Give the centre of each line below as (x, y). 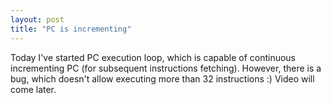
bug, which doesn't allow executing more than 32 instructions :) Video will (162, 78)
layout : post (37, 19)
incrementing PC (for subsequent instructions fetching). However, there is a (166, 68)
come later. (33, 89)
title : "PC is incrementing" (71, 29)
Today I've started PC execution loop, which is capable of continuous (153, 57)
